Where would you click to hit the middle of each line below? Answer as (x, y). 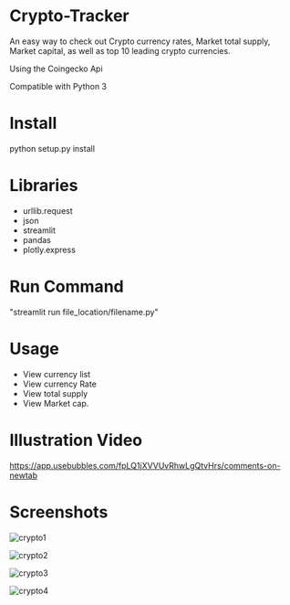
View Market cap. (56, 403)
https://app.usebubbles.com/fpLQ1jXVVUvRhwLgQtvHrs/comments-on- (145, 465)
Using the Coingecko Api (56, 69)
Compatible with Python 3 (58, 86)
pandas (37, 239)
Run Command (67, 287)
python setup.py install (52, 148)
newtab (24, 475)
